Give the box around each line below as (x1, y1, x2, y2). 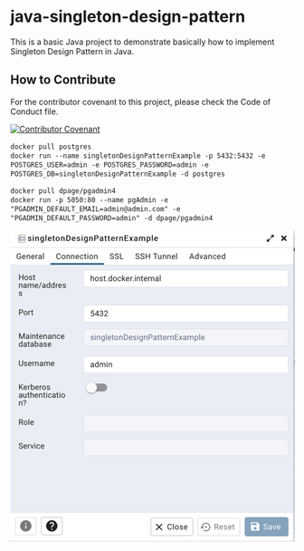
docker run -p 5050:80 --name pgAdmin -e (10, 195, 169, 205)
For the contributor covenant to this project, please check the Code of (10, 96, 271, 107)
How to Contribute (10, 72, 117, 88)
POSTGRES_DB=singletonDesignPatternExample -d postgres (10, 169, 225, 179)
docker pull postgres (10, 142, 92, 151)
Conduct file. (10, 106, 59, 117)
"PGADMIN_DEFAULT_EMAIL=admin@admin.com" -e (10, 204, 181, 214)
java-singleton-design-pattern (10, 6, 246, 27)
